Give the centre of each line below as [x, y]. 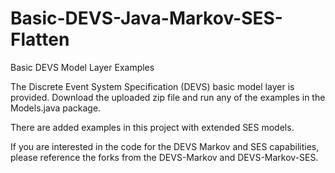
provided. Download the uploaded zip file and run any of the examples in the [168, 97]
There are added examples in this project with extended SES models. [152, 127]
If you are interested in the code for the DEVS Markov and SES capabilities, [165, 146]
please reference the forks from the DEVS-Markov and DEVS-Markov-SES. [164, 157]
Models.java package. [56, 108]
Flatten [40, 39]
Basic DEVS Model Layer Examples [82, 67]
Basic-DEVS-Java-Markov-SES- [146, 18]
